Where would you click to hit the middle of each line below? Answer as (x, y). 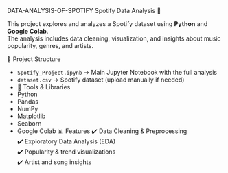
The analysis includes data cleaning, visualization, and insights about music (114, 38)
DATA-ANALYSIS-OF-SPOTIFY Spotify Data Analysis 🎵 (84, 11)
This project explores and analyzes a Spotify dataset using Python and (107, 24)
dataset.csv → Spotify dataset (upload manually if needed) (101, 80)
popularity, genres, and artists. (50, 46)
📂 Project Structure (34, 59)
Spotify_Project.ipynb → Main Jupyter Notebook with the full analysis (117, 72)
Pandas (28, 102)
